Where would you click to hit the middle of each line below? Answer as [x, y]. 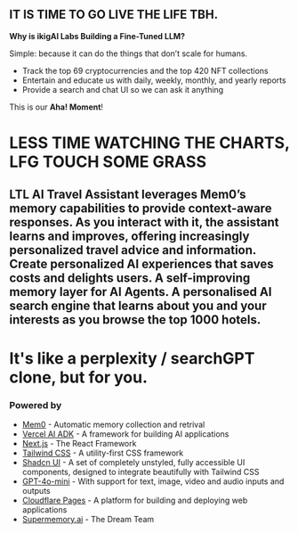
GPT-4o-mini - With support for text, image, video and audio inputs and [153, 481]
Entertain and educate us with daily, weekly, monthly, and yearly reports [154, 80]
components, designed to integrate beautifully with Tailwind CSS [141, 471]
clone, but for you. [79, 377]
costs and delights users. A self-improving [130, 279]
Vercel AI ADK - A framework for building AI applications [125, 434]
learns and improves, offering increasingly [129, 237]
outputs [36, 490]
